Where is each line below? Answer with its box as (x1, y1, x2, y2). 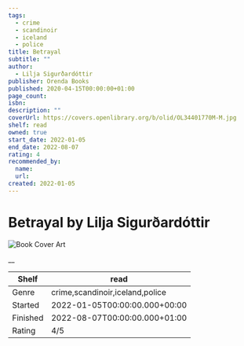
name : (15, 165, 34, 173)
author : (8, 63, 34, 71)
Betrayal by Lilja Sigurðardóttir (8, 213, 210, 231)
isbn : (8, 99, 26, 107)
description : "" (8, 107, 61, 115)
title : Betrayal (8, 48, 61, 56)
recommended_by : (8, 158, 61, 166)
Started (12, 300, 40, 311)
